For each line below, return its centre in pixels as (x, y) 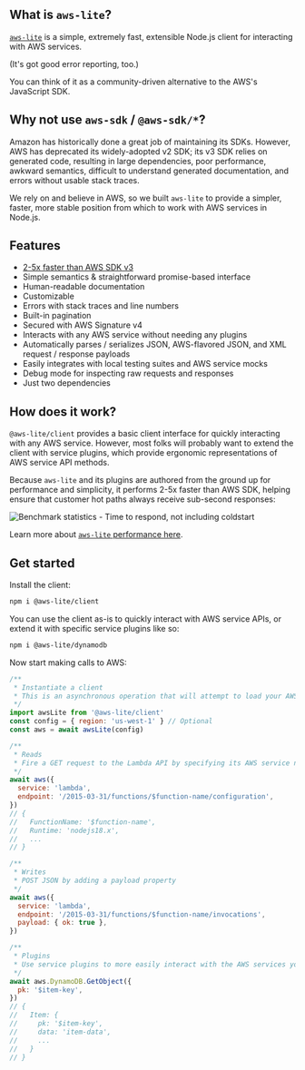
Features (35, 245)
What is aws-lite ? (60, 15)
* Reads (28, 754)
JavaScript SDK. (40, 91)
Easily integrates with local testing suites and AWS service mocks (145, 364)
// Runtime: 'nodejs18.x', (64, 830)
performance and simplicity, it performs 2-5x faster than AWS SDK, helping (150, 490)
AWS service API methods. (59, 463)
